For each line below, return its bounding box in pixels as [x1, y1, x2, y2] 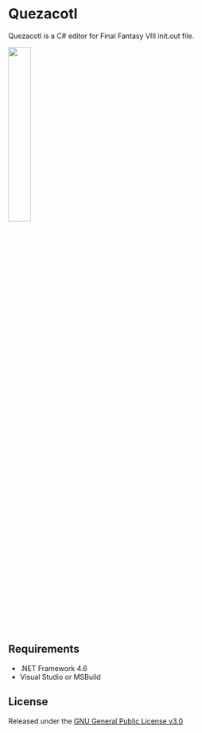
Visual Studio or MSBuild [19, 672, 101, 681]
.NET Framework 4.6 [19, 663, 87, 673]
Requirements [8, 642, 80, 656]
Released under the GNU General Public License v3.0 [8, 716, 184, 726]
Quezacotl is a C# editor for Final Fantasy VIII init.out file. [8, 31, 195, 41]
